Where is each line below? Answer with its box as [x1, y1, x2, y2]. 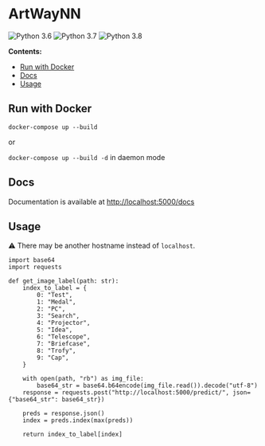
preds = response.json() [22, 409, 105, 418]
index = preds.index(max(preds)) [22, 417, 134, 424]
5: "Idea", [37, 326, 73, 334]
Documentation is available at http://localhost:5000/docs [8, 197, 195, 206]
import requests [8, 264, 62, 272]
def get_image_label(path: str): [8, 277, 119, 285]
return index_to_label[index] [22, 431, 123, 439]
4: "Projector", [37, 319, 91, 327]
